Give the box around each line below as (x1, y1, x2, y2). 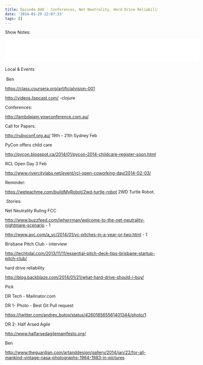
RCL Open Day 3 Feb (5, 161, 47, 167)
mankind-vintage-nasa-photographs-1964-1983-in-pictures (5, 355, 125, 361)
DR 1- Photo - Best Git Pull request (5, 302, 74, 308)
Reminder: (5, 180, 26, 186)
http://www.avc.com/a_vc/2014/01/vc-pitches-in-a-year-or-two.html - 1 (5, 232, 148, 238)
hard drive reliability (5, 265, 45, 271)
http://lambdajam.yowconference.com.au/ (5, 114, 89, 120)
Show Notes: (5, 30, 31, 35)
